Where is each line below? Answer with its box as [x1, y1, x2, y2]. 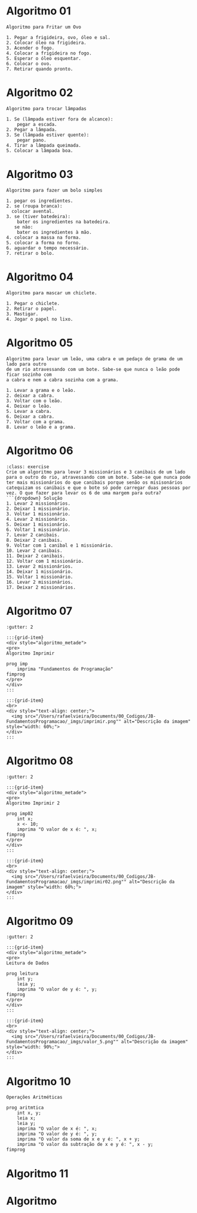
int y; [17, 976, 33, 982]
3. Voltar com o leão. [6, 397, 63, 404]
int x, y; [17, 1110, 42, 1116]
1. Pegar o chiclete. [6, 300, 60, 306]
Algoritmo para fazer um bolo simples [6, 187, 103, 193]
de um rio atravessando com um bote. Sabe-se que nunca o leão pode [6, 366, 180, 372]
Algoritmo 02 [6, 86, 73, 99]
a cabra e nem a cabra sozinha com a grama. [6, 376, 119, 383]
